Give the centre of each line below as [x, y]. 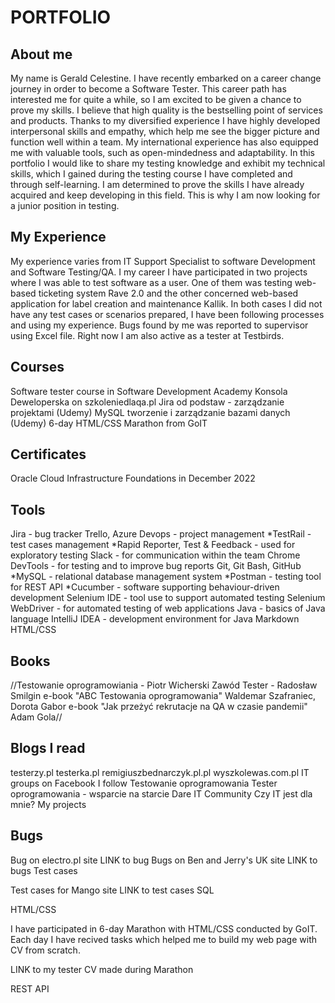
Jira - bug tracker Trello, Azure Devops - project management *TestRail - [161, 534]
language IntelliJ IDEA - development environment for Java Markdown [155, 619]
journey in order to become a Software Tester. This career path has [148, 89]
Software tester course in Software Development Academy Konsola [149, 391]
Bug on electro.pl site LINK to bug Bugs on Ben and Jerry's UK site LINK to [164, 860]
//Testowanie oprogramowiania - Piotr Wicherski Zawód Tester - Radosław [164, 685]
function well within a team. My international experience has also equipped [164, 142]
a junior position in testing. [65, 205]
